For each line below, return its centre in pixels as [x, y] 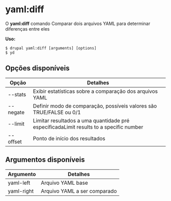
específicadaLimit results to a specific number [88, 127]
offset [15, 141]
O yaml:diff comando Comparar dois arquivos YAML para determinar [78, 23]
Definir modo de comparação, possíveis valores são [95, 106]
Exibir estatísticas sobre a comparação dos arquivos [95, 91]
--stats [17, 94]
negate [16, 112]
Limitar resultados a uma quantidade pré [81, 120]
